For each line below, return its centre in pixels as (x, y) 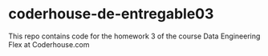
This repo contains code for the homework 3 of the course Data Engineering (134, 36)
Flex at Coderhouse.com (49, 44)
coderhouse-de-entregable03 (111, 14)
